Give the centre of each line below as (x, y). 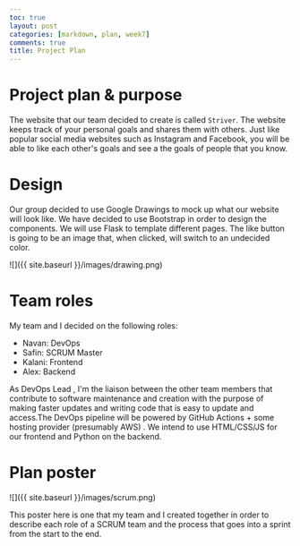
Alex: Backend (49, 371)
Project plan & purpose (96, 95)
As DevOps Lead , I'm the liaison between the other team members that (141, 388)
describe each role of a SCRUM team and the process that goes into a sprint (150, 524)
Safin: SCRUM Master (62, 352)
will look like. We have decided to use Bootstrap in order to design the (138, 219)
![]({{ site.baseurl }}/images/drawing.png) (86, 264)
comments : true (38, 43)
